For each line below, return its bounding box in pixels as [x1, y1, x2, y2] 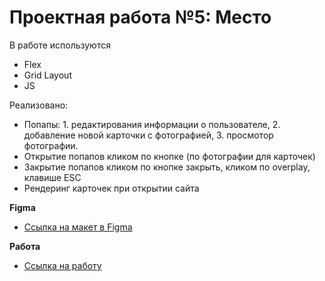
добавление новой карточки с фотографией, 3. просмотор [23, 129, 274, 141]
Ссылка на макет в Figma [23, 221, 133, 233]
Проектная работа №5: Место [9, 6, 272, 29]
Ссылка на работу [23, 259, 102, 271]
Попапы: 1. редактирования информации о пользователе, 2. [23, 118, 281, 130]
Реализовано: [9, 99, 69, 111]
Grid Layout [23, 69, 72, 81]
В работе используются [9, 39, 111, 51]
